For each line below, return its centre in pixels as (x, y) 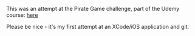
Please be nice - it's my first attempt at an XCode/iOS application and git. (98, 27)
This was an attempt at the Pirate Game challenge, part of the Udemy (93, 9)
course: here (22, 15)
